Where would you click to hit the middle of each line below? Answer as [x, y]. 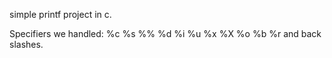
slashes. [26, 44]
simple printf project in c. [60, 14]
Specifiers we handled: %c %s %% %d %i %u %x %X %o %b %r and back [165, 33]
